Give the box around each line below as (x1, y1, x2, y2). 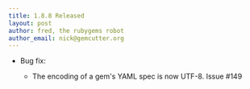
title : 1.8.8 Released (8, 11, 85, 20)
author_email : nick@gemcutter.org (8, 34, 125, 42)
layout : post (8, 19, 52, 27)
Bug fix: (19, 56, 47, 66)
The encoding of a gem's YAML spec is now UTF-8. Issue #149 (31, 71, 243, 81)
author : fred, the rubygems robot (8, 26, 125, 34)
